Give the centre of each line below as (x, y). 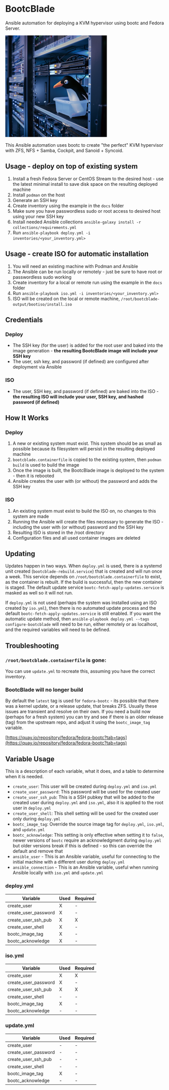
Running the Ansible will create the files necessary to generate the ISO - (88, 521)
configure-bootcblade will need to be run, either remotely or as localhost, (82, 624)
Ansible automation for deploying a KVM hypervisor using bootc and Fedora (84, 23)
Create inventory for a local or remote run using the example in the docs (87, 282)
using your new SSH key (38, 216)
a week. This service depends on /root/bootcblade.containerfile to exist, (83, 577)
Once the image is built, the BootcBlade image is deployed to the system (88, 471)
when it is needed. (25, 777)
